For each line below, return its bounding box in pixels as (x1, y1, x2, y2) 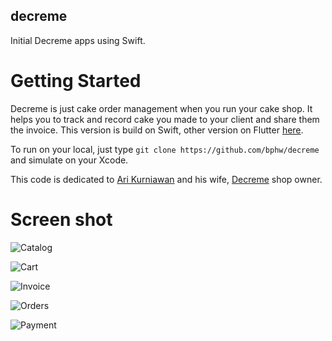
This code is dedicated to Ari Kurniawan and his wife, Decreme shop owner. (10, 173, 323, 185)
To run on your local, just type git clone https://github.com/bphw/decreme (10, 143, 320, 155)
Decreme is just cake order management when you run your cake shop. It (10, 102, 313, 114)
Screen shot (10, 208, 113, 231)
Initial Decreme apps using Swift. (10, 34, 146, 46)
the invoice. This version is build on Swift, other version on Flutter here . (10, 124, 304, 136)
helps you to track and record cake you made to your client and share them (10, 113, 320, 125)
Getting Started (10, 70, 142, 92)
